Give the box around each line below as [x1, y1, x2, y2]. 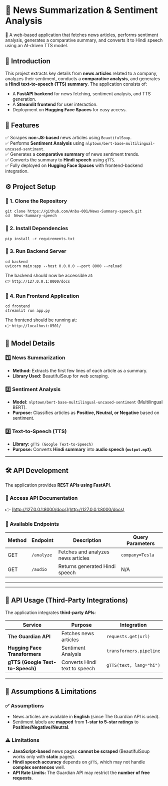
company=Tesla [120, 552, 154, 558]
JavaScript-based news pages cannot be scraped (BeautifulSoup [12, 748, 150, 754]
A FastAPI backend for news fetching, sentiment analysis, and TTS [12, 90, 151, 97]
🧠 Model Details [5, 339, 55, 347]
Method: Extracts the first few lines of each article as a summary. [12, 367, 147, 373]
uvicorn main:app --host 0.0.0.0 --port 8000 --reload [5, 263, 122, 269]
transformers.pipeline [106, 648, 160, 654]
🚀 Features [5, 121, 39, 130]
